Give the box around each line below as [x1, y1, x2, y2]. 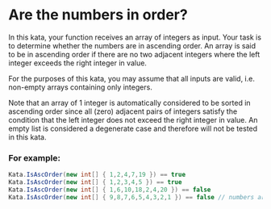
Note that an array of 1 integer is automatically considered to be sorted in [8, 98, 252, 107]
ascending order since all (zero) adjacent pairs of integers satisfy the [8, 107, 238, 116]
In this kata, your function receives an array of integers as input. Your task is [8, 32, 262, 42]
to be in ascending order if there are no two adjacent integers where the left [8, 49, 261, 59]
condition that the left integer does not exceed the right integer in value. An [8, 115, 258, 124]
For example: [8, 152, 60, 163]
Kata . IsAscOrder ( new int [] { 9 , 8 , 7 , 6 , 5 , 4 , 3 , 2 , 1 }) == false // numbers [8, 193, 255, 201]
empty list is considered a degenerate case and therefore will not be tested [8, 123, 258, 133]
